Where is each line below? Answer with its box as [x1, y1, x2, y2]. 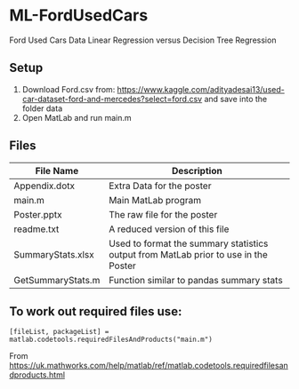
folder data [21, 103, 63, 114]
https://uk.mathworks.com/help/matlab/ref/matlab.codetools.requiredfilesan [9, 361, 289, 371]
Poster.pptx [13, 208, 62, 220]
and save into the [204, 93, 268, 104]
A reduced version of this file [108, 223, 230, 235]
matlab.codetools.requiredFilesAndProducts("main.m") [9, 335, 214, 345]
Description [172, 164, 222, 177]
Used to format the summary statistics [108, 237, 269, 250]
